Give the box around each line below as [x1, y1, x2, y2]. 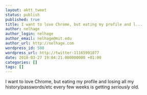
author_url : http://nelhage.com [5, 41, 74, 46]
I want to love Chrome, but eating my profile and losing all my [5, 79, 134, 85]
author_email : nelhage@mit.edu [5, 36, 72, 41]
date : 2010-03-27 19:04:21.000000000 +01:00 [5, 55, 102, 60]
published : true [5, 17, 40, 22]
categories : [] [5, 60, 38, 65]
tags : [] [5, 64, 24, 69]
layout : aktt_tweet [5, 7, 47, 13]
